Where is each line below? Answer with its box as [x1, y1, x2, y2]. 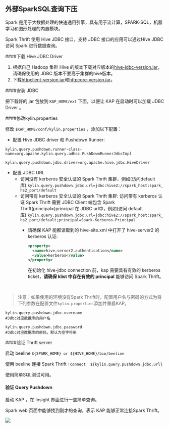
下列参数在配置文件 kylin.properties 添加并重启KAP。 [17, 300, 130, 307]
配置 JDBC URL [12, 169, 45, 175]
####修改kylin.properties [5, 115, 58, 121]
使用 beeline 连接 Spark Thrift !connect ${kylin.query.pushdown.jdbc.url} [5, 361, 163, 367]
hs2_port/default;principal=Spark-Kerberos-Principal [20, 217, 136, 222]
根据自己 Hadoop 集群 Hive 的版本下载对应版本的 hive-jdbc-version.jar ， [12, 64, 162, 70]
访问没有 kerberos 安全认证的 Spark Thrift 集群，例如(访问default [20, 176, 155, 182]
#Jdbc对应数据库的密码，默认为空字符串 [5, 330, 77, 335]
